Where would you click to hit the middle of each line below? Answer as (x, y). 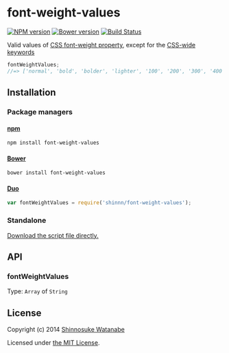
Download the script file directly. (53, 235)
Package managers (40, 112)
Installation (32, 93)
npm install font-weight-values (53, 143)
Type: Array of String (37, 291)
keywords (21, 52)
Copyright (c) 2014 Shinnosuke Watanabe (66, 330)
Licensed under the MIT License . (53, 343)
